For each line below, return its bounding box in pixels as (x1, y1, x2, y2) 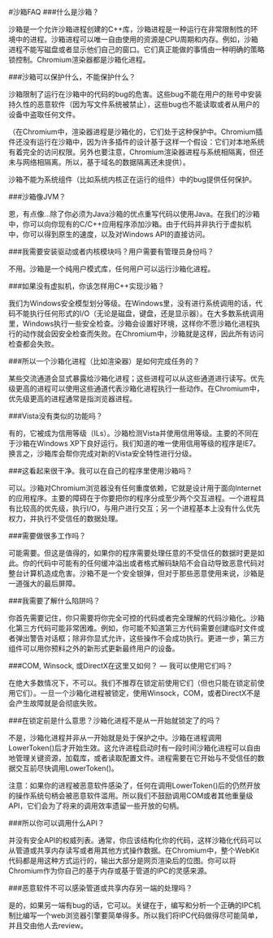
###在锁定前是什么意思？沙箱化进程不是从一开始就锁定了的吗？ (8, 715, 222, 725)
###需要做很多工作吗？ (8, 531, 87, 540)
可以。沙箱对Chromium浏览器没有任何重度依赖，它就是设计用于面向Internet (8, 483, 262, 493)
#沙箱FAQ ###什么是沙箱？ (8, 7, 100, 16)
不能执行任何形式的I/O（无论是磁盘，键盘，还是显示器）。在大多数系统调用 (15, 309, 264, 318)
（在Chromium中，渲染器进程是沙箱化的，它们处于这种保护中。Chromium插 (8, 127, 263, 136)
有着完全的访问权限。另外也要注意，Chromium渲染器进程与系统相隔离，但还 (8, 147, 264, 157)
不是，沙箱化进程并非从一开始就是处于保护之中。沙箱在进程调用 (8, 733, 222, 742)
